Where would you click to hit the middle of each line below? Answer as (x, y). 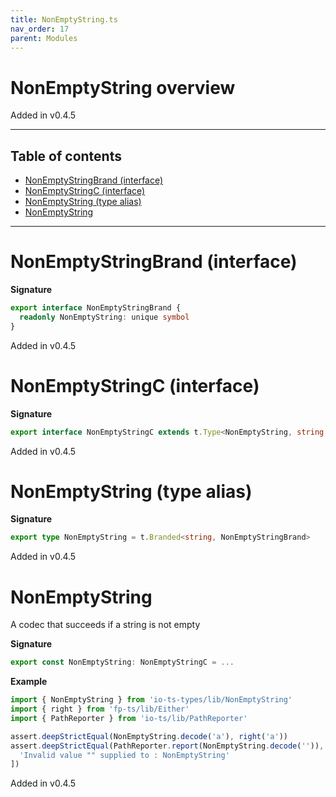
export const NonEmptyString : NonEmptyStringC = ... (122, 662)
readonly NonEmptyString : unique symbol (104, 317)
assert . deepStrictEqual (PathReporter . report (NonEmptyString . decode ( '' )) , (167, 746)
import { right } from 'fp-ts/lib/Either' (100, 709)
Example (29, 682)
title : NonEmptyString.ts (64, 19)
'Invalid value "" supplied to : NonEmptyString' (124, 755)
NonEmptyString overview (123, 87)
